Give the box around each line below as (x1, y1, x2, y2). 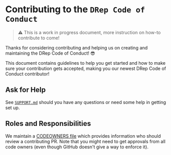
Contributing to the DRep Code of (5, 4, 145, 15)
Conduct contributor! (5, 70, 50, 77)
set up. (5, 105, 20, 111)
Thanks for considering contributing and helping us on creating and (5, 44, 148, 50)
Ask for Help (5, 86, 46, 94)
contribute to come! (17, 35, 60, 41)
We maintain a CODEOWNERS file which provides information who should (5, 133, 161, 139)
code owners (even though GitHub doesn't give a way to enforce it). (5, 144, 148, 150)
